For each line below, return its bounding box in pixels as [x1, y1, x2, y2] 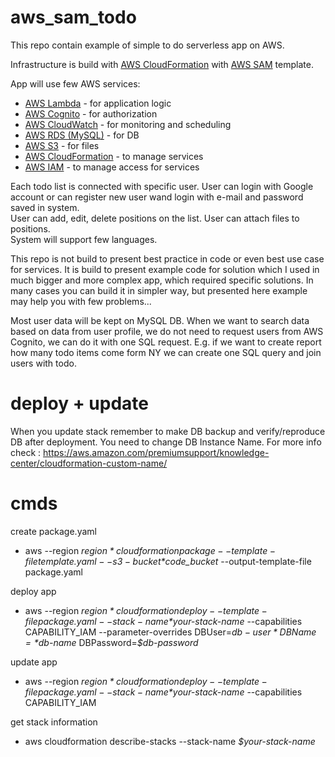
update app [10, 656, 58, 668]
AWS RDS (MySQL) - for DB [24, 129, 140, 141]
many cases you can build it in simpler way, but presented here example [10, 284, 308, 296]
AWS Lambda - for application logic [24, 97, 172, 109]
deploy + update [10, 392, 150, 415]
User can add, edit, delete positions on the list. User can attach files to [10, 212, 300, 224]
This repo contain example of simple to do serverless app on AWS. [10, 39, 285, 51]
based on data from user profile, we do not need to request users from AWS [10, 325, 324, 337]
